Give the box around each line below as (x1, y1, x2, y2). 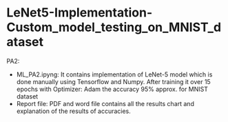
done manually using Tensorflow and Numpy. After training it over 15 (16, 77, 211, 85)
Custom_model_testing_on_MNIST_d (6, 19, 222, 35)
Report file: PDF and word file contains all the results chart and (16, 99, 194, 108)
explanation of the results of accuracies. (16, 107, 132, 115)
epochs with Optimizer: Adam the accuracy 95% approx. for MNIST (16, 85, 208, 93)
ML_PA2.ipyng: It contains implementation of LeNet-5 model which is (16, 70, 213, 79)
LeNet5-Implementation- (6, 5, 153, 21)
